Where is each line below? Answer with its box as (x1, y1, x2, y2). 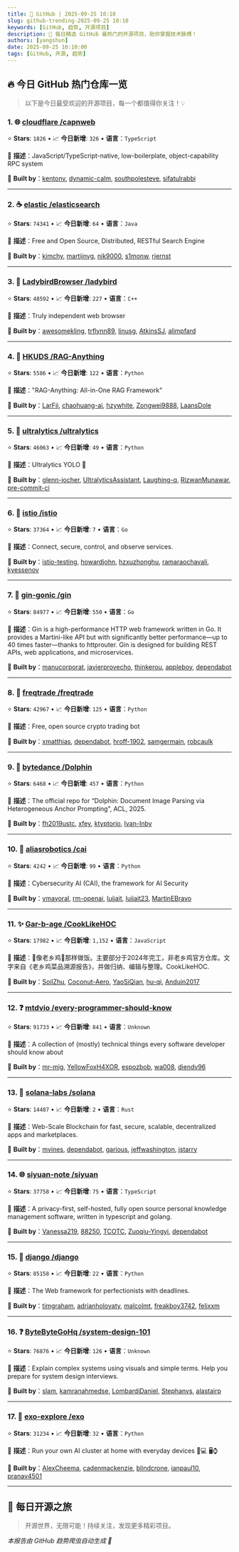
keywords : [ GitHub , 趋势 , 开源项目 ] (7, 24, 110, 31)
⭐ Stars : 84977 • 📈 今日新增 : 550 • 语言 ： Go (7, 607, 134, 616)
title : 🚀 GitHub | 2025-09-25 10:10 (7, 10, 116, 18)
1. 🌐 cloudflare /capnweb (7, 117, 96, 127)
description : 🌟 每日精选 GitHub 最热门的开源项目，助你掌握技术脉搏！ (7, 30, 198, 38)
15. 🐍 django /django (7, 1252, 80, 1262)
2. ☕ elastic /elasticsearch (7, 199, 100, 209)
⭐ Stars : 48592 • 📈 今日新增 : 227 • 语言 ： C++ (7, 294, 138, 302)
